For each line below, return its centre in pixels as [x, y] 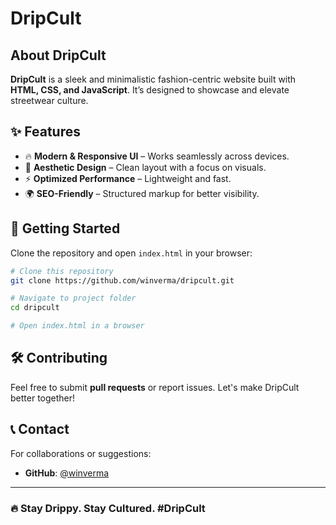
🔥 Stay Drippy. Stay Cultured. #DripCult [108, 508]
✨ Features [45, 132]
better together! [43, 398]
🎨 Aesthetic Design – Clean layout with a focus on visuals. [145, 167]
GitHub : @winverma [67, 473]
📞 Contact [40, 429]
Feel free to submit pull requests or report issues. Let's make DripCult [155, 387]
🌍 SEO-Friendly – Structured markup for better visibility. [142, 193]
